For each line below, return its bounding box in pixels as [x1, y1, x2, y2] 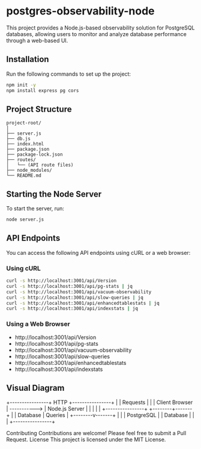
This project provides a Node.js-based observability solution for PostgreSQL [6, 24, 195, 31]
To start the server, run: [6, 205, 65, 212]
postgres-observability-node [6, 4, 155, 18]
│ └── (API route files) [6, 162, 74, 168]
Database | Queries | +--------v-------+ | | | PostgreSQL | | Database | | [17, 412, 195, 419]
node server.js [6, 216, 44, 223]
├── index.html [6, 141, 44, 147]
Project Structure [6, 104, 72, 114]
